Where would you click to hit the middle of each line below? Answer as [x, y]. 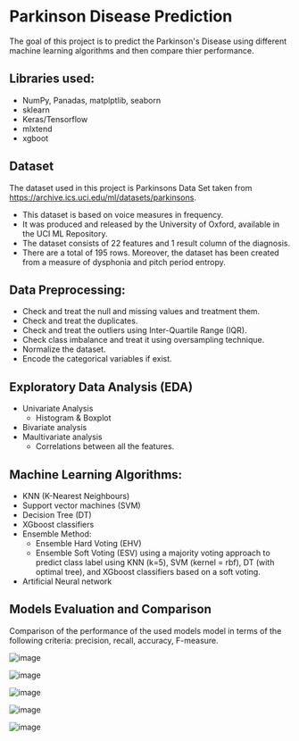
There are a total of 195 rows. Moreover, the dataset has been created [150, 253]
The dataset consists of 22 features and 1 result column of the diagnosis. [156, 243]
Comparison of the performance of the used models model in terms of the [145, 630]
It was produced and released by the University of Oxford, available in [151, 224]
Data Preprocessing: [68, 290]
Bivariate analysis [54, 428]
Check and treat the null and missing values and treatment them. [141, 312]
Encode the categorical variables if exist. [97, 359]
